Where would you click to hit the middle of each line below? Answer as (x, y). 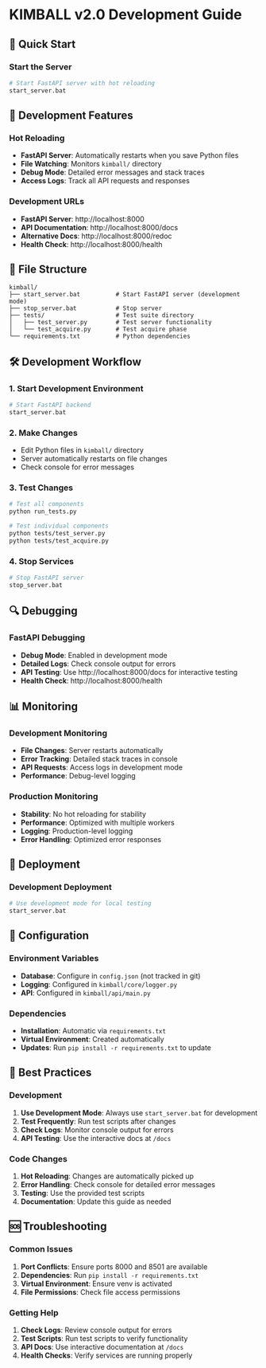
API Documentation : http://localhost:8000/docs (99, 227)
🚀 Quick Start (42, 44)
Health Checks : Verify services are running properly (106, 1355)
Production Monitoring (54, 797)
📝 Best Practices (50, 1073)
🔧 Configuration (49, 936)
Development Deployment (60, 887)
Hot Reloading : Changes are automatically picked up (107, 1176)
